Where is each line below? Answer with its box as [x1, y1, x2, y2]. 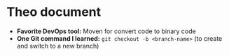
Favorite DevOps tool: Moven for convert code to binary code [16, 27, 197, 35]
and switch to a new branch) [16, 41, 99, 50]
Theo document [6, 4, 102, 20]
